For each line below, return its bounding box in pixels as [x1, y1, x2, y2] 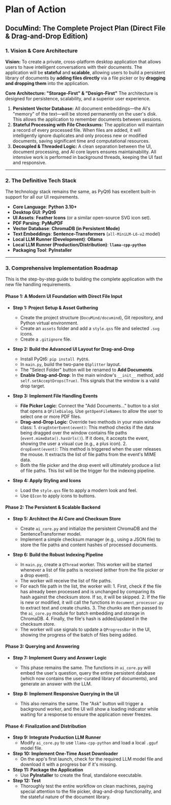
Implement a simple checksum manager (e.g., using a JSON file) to [20, 536, 161, 542]
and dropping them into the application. [5, 80, 89, 86]
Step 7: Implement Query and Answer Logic [12, 655, 107, 661]
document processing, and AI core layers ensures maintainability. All [12, 149, 157, 155]
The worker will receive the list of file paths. [20, 577, 112, 584]
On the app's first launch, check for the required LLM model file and [20, 756, 163, 762]
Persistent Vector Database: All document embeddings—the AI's [12, 105, 151, 112]
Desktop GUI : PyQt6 [12, 209, 56, 215]
